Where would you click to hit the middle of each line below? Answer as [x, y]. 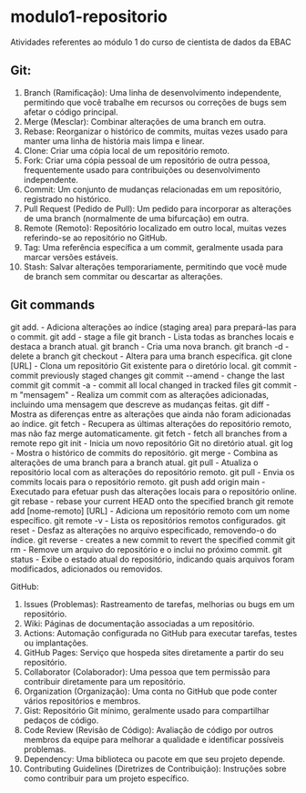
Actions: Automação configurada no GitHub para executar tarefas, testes [160, 633]
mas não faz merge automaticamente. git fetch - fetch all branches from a [149, 433]
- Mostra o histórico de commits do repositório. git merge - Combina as [144, 452]
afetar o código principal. [71, 112]
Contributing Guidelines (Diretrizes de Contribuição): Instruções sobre [155, 768]
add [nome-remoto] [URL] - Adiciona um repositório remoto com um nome [150, 511]
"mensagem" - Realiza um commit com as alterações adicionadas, [144, 394]
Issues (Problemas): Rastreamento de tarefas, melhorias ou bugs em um [159, 604]
